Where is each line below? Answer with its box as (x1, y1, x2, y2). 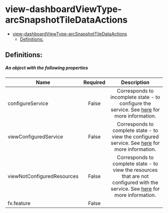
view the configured (111, 133, 159, 140)
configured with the (112, 179, 158, 186)
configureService (7, 100, 48, 107)
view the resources (112, 167, 158, 174)
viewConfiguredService (7, 133, 63, 140)
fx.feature (7, 200, 31, 207)
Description (120, 79, 150, 86)
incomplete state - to (110, 94, 160, 101)
